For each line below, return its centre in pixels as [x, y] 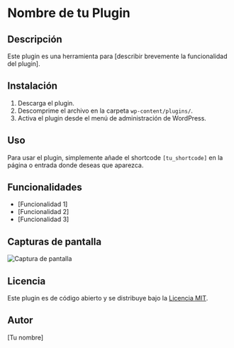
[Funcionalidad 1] [43, 204]
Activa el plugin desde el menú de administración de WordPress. [112, 118]
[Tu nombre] [26, 337]
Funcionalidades [45, 187]
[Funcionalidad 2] [43, 212]
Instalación [33, 86]
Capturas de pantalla [54, 241]
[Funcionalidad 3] [43, 219]
